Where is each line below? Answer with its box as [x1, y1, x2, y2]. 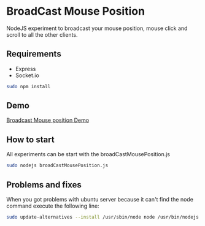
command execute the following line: [6, 202, 99, 209]
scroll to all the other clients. [6, 31, 78, 38]
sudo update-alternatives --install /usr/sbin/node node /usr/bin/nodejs [6, 214, 199, 220]
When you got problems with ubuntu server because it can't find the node [6, 195, 193, 203]
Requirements [6, 49, 61, 59]
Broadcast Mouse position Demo [6, 116, 90, 124]
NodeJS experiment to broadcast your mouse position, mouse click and [6, 24, 188, 32]
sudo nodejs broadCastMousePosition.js [6, 162, 109, 169]
